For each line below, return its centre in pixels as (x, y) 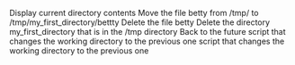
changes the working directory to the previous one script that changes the (147, 41)
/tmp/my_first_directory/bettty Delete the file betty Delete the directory (140, 22)
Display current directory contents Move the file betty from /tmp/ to (134, 13)
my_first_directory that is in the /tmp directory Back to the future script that (147, 32)
